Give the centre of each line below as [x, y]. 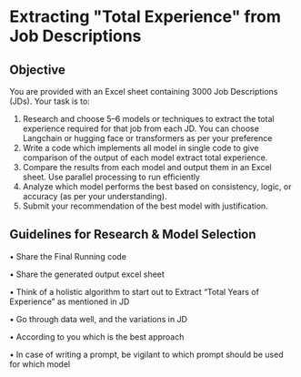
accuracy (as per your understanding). [95, 196]
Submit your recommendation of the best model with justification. [145, 206]
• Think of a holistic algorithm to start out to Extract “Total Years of [134, 291]
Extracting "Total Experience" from [145, 17]
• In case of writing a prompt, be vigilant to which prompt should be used [146, 354]
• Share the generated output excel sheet [87, 274]
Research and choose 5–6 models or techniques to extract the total [148, 119]
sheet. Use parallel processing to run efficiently [111, 177]
